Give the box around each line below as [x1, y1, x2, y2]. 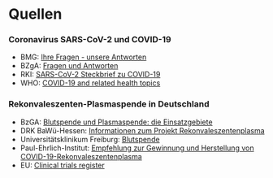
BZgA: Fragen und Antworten [19, 61, 119, 71]
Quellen [8, 5, 63, 24]
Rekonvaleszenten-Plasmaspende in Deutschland [8, 98, 210, 110]
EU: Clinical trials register [19, 160, 106, 170]
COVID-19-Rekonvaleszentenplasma [19, 151, 142, 161]
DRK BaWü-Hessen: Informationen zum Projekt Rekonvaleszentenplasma [19, 125, 266, 135]
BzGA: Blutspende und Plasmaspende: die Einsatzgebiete [19, 117, 213, 127]
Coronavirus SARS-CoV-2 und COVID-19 [8, 34, 172, 46]
